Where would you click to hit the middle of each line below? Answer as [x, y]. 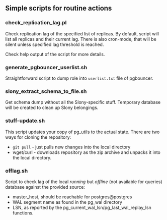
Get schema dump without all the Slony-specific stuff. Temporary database [83, 102]
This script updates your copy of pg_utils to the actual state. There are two [82, 132]
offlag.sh [17, 171]
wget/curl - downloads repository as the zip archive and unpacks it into [87, 152]
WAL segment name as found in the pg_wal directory [67, 202]
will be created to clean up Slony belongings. [52, 107]
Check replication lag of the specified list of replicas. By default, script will [82, 34]
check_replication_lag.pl [36, 23]
